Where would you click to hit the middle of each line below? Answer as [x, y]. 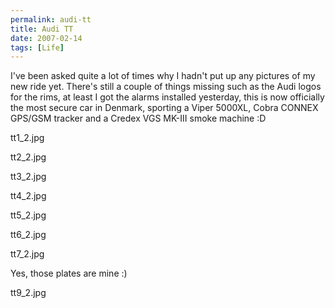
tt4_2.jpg [28, 196]
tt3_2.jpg [28, 177]
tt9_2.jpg [28, 293]
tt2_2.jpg [28, 157]
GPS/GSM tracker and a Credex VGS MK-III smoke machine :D [138, 118]
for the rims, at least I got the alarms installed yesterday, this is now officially [167, 97]
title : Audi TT [42, 29]
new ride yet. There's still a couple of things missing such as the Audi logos [166, 87]
